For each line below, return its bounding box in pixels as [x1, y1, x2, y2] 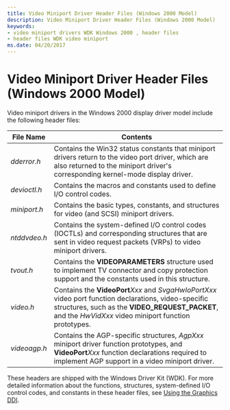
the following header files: [7, 116, 81, 124]
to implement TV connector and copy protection [53, 265, 209, 275]
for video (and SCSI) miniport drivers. [53, 208, 175, 218]
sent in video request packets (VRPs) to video [53, 237, 201, 247]
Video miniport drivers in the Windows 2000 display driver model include [7, 108, 214, 117]
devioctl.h [10, 184, 42, 194]
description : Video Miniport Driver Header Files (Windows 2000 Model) [7, 16, 216, 23]
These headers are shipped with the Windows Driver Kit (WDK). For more [7, 374, 214, 382]
